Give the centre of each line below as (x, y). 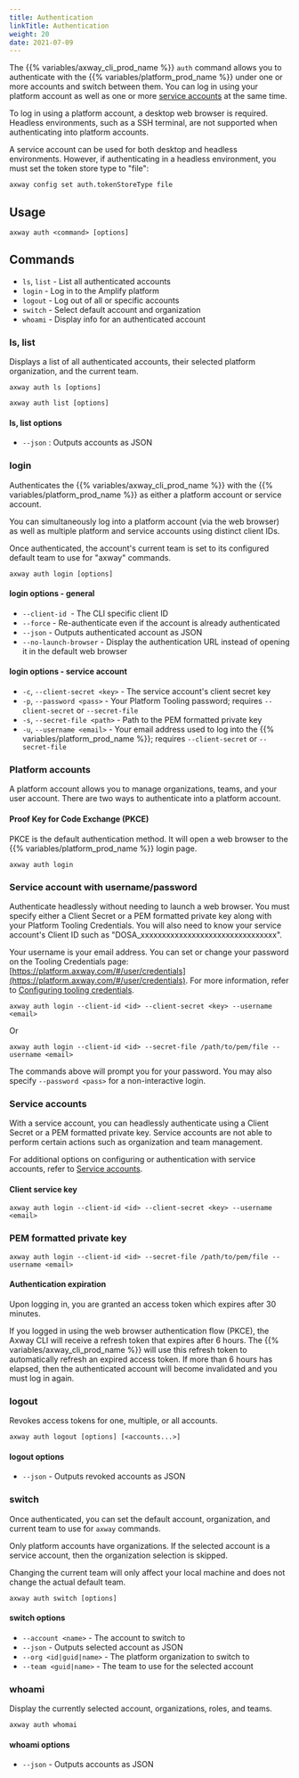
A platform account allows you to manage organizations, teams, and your (143, 789)
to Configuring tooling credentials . (72, 989)
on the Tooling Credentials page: (69, 961)
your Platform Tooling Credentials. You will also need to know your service (145, 925)
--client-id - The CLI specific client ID (95, 613)
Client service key (43, 1189)
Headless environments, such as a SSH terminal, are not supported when (143, 123)
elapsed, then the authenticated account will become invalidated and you (143, 1368)
